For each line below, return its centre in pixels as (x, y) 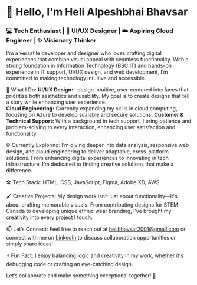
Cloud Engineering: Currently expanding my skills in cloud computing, (92, 109)
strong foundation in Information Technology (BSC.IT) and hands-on (89, 66)
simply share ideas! (30, 244)
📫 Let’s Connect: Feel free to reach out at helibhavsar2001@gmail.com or (96, 229)
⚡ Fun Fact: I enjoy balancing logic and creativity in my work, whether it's (95, 255)
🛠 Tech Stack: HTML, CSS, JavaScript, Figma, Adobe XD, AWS (83, 182)
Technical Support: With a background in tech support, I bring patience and (99, 121)
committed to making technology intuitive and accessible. (76, 78)
